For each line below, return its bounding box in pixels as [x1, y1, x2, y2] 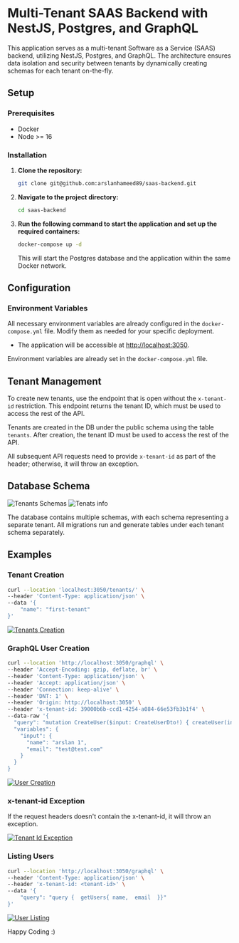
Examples [7, 548, 52, 561]
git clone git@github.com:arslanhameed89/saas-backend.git [17, 179, 197, 187]
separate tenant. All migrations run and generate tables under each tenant [7, 520, 224, 528]
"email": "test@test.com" [26, 746, 103, 753]
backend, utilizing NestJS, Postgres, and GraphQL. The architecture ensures [7, 51, 231, 60]
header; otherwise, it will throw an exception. [7, 459, 139, 468]
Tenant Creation [7, 570, 65, 580]
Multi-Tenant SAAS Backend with [7, 5, 208, 21]
